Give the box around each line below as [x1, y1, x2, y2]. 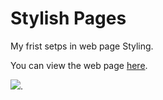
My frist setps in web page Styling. [10, 40, 154, 52]
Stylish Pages [10, 7, 127, 30]
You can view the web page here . [10, 59, 148, 71]
